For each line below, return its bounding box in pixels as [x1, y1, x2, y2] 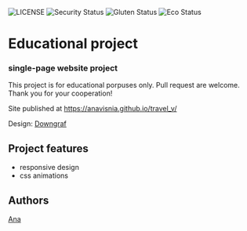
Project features [8, 142, 89, 155]
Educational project [8, 35, 139, 52]
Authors [8, 193, 49, 207]
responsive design [19, 163, 80, 172]
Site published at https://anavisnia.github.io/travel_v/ [8, 104, 177, 114]
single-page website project [8, 63, 118, 74]
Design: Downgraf [8, 119, 67, 128]
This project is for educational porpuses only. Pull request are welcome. [8, 81, 241, 90]
